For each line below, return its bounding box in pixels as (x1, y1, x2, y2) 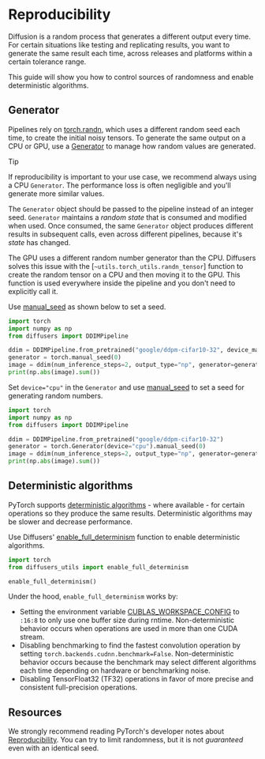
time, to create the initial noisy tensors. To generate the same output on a (8, 133, 246, 142)
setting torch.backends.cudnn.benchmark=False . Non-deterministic (19, 649, 234, 659)
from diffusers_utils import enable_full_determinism (8, 563, 189, 571)
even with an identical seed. (8, 743, 99, 753)
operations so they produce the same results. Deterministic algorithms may (8, 508, 252, 518)
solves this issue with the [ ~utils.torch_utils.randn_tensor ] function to (8, 261, 244, 270)
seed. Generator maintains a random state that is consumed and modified (8, 212, 247, 222)
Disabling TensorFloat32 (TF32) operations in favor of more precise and (19, 674, 254, 684)
